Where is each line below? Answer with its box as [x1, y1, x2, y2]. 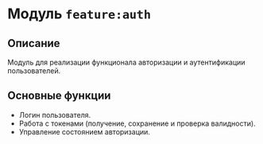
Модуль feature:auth [7, 5, 152, 23]
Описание [7, 37, 60, 50]
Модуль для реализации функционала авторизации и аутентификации [7, 57, 246, 67]
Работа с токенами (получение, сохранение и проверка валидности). [18, 119, 256, 128]
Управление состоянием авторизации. [18, 126, 150, 136]
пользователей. [7, 66, 61, 76]
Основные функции [7, 89, 111, 103]
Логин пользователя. [18, 110, 91, 119]
